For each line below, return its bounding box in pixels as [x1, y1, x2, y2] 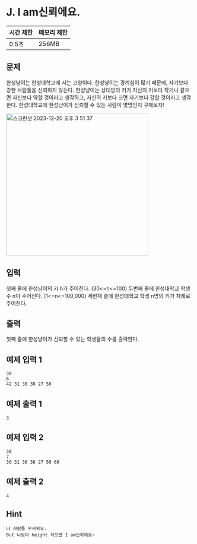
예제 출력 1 [6, 399, 43, 409]
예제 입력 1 [6, 354, 43, 364]
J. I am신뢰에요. [6, 5, 81, 19]
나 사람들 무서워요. [6, 526, 47, 532]
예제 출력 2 [6, 477, 44, 487]
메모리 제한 [38, 28, 68, 36]
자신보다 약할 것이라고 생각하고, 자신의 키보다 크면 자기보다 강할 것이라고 [12, 93, 180, 101]
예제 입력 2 [6, 432, 44, 443]
